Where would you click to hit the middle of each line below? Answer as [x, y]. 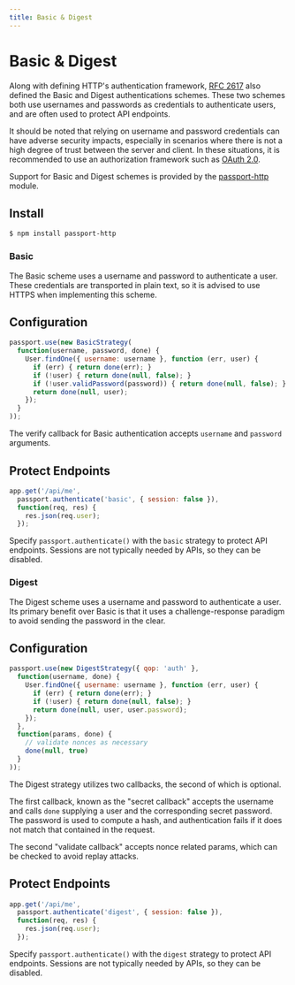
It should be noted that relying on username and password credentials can [144, 131]
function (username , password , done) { [89, 351]
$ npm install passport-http [63, 234]
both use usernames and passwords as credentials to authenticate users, [143, 104]
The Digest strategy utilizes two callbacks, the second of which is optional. [145, 784]
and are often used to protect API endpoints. [90, 114]
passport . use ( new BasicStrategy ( [71, 343]
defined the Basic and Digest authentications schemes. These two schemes [147, 95]
